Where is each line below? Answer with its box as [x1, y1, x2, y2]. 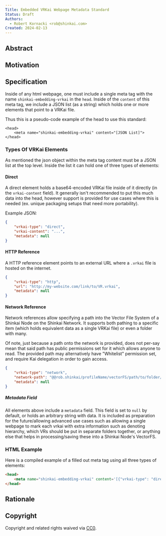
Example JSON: [5, 210, 37, 216]
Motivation [5, 60, 40, 69]
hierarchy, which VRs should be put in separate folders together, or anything [5, 428, 161, 434]
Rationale [5, 495, 35, 503]
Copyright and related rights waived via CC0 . [5, 525, 97, 531]
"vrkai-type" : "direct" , [14, 224, 65, 229]
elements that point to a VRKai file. [5, 107, 76, 112]
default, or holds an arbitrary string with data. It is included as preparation [5, 412, 156, 419]
